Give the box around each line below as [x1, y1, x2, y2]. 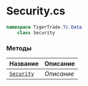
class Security [17, 29, 55, 35]
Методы [6, 44, 32, 52]
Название [9, 59, 39, 67]
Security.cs [6, 4, 66, 18]
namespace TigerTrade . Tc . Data [6, 24, 83, 30]
